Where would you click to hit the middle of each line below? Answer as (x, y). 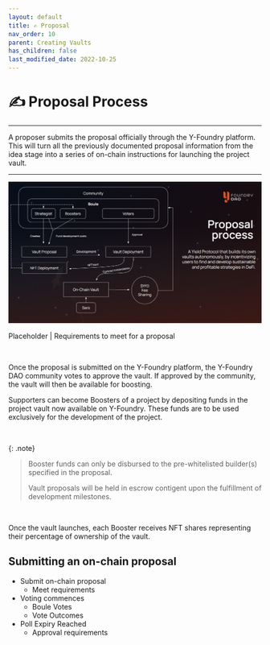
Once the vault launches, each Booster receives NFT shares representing (130, 527)
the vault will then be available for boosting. (80, 384)
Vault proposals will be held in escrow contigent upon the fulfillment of (145, 488)
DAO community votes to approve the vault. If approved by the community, (132, 375)
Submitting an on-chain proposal (92, 562)
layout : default (35, 17)
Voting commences (52, 598)
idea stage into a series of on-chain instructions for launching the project (129, 154)
